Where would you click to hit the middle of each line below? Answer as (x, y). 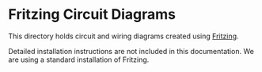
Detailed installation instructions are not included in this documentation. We (131, 51)
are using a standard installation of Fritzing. (79, 59)
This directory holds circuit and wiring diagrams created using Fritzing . (123, 36)
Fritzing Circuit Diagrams (92, 14)
